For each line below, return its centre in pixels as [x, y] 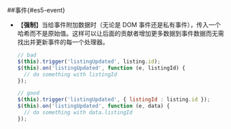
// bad [27, 55]
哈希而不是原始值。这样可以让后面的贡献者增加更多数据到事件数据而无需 [120, 33]
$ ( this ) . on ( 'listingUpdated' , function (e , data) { [93, 106]
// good [28, 93]
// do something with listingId [70, 75]
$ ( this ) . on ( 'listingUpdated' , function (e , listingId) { [101, 68]
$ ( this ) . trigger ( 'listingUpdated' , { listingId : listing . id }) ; [113, 100]
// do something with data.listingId [78, 112]
